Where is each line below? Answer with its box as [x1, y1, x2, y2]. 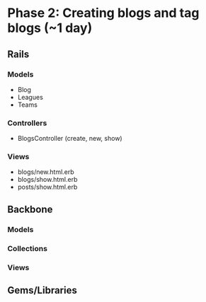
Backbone [7, 203, 53, 215]
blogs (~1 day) [7, 20, 93, 36]
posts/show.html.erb [17, 182, 78, 192]
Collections [7, 243, 48, 253]
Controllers [7, 118, 47, 128]
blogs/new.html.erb [17, 168, 74, 176]
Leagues [17, 93, 44, 101]
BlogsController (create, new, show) [17, 134, 122, 143]
